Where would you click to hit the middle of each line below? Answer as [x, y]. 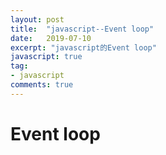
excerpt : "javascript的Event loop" [83, 47]
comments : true [42, 85]
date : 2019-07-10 [51, 38]
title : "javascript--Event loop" [82, 29]
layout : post [37, 19]
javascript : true [46, 57]
